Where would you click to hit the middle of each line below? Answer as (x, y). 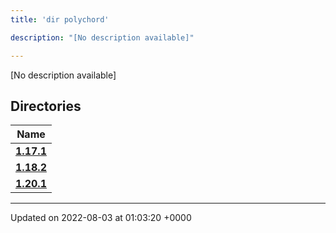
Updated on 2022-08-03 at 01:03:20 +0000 (101, 218)
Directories (46, 106)
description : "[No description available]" (102, 37)
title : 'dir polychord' (60, 19)
